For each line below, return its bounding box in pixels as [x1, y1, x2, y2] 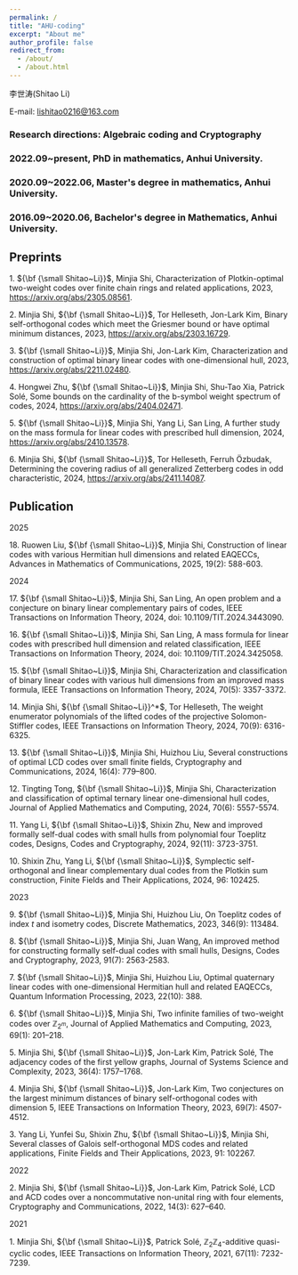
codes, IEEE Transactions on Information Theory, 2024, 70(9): [35, 720, 262, 731]
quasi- [256, 1236, 280, 1247]
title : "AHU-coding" [9, 21, 86, 30]
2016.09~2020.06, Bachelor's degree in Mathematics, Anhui [9, 211, 278, 223]
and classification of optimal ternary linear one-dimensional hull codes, [9, 793, 270, 804]
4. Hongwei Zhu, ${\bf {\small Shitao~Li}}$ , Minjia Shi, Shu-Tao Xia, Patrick [9, 382, 285, 393]
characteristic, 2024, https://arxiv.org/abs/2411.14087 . [9, 473, 206, 483]
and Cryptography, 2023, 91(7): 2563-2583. [9, 954, 170, 966]
